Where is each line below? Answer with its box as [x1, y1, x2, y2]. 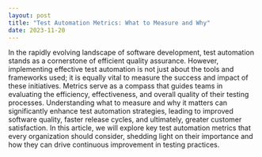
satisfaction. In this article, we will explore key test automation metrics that [8, 123, 251, 133]
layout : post [8, 11, 51, 20]
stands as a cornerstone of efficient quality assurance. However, [8, 56, 219, 65]
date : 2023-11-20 [8, 26, 66, 34]
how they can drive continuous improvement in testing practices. [8, 140, 220, 150]
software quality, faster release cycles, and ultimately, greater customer [8, 115, 242, 125]
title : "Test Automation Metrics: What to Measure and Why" [8, 19, 211, 27]
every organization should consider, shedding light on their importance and [8, 132, 253, 141]
